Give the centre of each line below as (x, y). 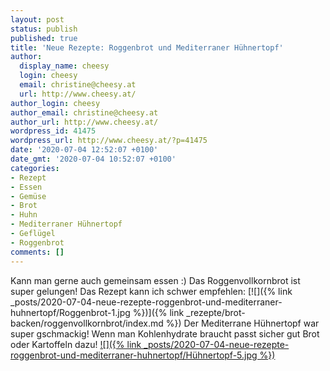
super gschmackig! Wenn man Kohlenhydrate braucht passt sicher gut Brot (165, 333)
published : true (44, 38)
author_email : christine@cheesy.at (84, 112)
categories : (35, 168)
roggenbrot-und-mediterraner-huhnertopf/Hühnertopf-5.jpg (134, 355)
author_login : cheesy (55, 103)
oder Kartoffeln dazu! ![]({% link (76, 344)
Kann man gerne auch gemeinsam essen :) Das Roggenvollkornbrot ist (155, 280)
